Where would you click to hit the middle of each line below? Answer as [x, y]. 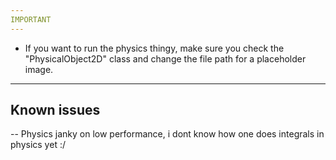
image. [39, 69]
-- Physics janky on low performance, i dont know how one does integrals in [167, 134]
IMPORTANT [31, 19]
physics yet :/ [38, 145]
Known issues [55, 110]
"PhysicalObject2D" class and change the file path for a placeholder [165, 58]
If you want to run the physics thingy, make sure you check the [154, 48]
